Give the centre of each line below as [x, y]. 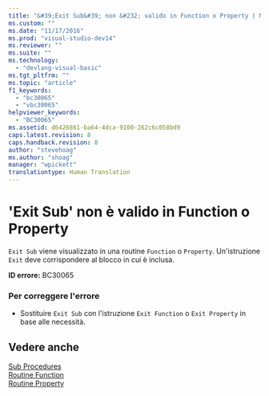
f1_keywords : [30, 90]
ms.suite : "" [30, 53]
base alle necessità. [52, 322]
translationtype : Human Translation [69, 172]
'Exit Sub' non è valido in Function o [129, 212]
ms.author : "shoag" [41, 157]
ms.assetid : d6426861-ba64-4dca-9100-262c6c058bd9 [94, 127]
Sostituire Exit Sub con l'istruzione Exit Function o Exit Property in [133, 313]
